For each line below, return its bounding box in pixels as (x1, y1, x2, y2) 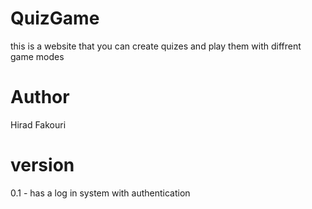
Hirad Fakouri (10, 118, 67, 131)
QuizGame (10, 7, 100, 30)
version (10, 154, 75, 177)
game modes (10, 50, 65, 62)
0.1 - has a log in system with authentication (10, 187, 191, 199)
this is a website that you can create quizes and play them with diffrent (10, 40, 302, 52)
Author (10, 86, 70, 109)
